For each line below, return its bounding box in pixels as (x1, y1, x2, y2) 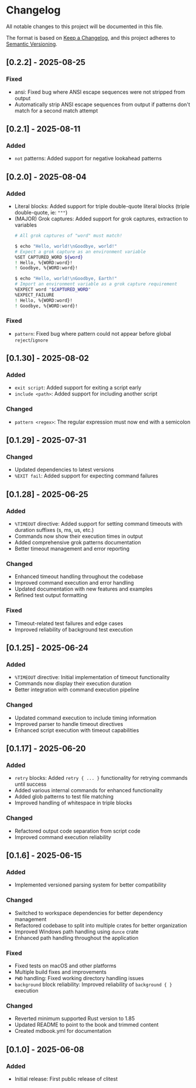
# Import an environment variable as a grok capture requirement (14, 281, 177, 287)
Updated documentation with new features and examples (14, 585, 153, 592)
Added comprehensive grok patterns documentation (14, 539, 142, 546)
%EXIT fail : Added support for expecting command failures (14, 472, 159, 479)
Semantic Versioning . (6, 40, 57, 47)
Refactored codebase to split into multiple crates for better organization (14, 922, 187, 929)
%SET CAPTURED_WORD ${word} (14, 254, 83, 260)
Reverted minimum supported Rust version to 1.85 (14, 1015, 135, 1022)
